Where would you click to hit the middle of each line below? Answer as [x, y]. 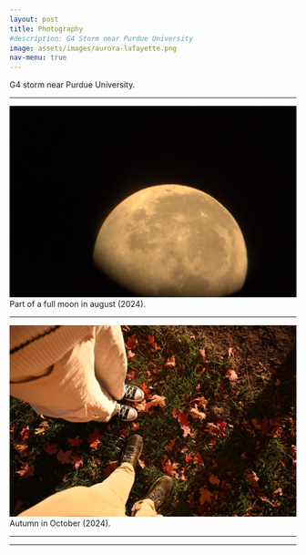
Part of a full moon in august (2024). [78, 304]
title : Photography [46, 29]
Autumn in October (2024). [60, 523]
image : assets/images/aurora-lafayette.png [93, 48]
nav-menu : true [38, 58]
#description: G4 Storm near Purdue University [102, 38]
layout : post [34, 19]
